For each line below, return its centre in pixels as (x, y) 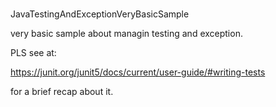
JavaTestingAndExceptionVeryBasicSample (100, 14)
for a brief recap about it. (62, 92)
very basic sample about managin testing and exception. (126, 34)
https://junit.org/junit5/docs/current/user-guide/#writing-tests (138, 72)
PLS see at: (33, 53)
